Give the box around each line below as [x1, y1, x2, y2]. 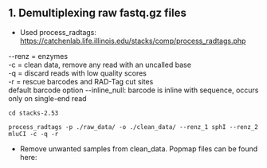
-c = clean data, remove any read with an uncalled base [8, 60, 191, 69]
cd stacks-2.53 [8, 109, 59, 117]
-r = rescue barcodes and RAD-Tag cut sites [8, 76, 154, 86]
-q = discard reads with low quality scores [8, 68, 147, 78]
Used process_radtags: [19, 27, 97, 37]
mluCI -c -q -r [8, 130, 59, 138]
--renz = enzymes [8, 51, 69, 61]
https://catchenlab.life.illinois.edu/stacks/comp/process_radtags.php [19, 36, 246, 45]
